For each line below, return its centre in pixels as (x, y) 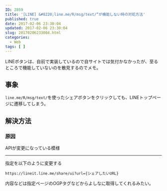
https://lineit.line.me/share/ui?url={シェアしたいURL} (62, 174)
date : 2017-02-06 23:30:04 (33, 24)
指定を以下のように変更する (34, 163)
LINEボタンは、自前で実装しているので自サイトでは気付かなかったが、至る (82, 61)
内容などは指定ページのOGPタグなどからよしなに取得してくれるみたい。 (79, 184)
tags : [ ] (15, 47)
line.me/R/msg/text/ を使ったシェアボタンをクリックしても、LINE (72, 98)
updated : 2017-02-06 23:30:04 (37, 28)
